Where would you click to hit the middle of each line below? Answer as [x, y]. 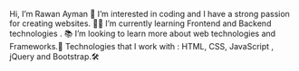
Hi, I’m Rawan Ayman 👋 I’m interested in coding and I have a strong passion [149, 14]
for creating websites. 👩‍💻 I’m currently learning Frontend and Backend [140, 23]
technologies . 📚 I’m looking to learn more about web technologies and [143, 33]
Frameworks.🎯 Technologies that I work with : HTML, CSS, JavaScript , [142, 46]
